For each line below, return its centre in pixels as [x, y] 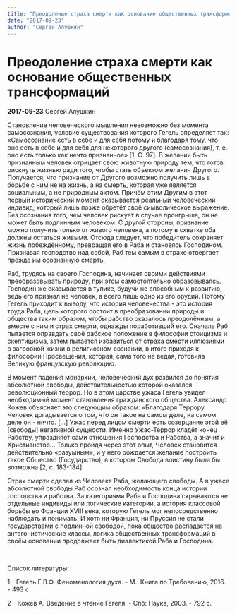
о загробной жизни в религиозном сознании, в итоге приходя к [103, 349]
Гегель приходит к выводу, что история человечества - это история [110, 303]
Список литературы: [38, 568]
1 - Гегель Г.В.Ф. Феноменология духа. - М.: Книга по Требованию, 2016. [117, 582]
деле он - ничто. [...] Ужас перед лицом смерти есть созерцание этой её [117, 422]
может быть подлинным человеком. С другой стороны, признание [108, 222]
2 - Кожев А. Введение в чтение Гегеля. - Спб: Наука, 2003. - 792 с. [110, 603]
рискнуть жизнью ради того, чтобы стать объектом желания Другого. [114, 170]
